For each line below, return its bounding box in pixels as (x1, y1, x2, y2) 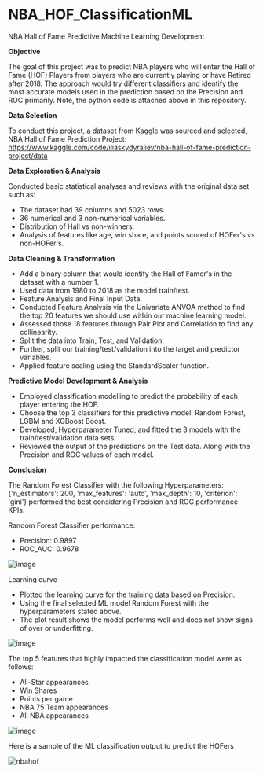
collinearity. (19, 327, 57, 337)
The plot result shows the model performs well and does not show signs (19, 615, 254, 624)
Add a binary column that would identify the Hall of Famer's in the (19, 269, 232, 278)
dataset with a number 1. (19, 277, 100, 286)
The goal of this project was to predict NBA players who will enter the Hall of (8, 61, 256, 72)
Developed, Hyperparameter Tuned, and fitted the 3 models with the (19, 425, 241, 434)
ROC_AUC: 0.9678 (19, 544, 79, 554)
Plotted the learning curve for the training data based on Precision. (19, 590, 236, 599)
